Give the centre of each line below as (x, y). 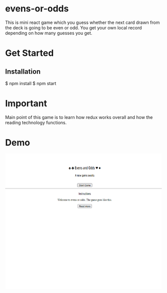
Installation (23, 71)
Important (26, 104)
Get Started (29, 53)
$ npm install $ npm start (31, 83)
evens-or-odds (37, 9)
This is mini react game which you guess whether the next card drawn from (83, 22)
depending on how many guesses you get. (49, 33)
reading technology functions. (36, 122)
